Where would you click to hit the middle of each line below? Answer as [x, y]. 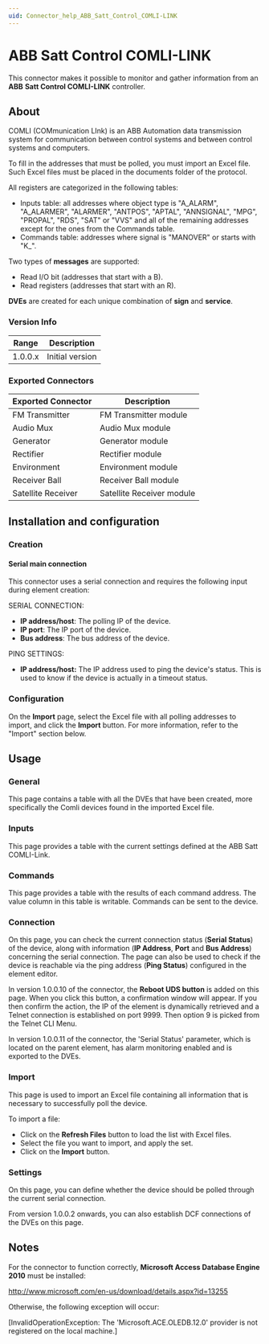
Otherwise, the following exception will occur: [84, 1306]
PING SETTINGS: [36, 654]
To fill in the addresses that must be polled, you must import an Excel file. [130, 164]
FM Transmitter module [143, 415]
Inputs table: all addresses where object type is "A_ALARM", [119, 203]
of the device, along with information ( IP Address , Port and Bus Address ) [130, 949]
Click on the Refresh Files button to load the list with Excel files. [126, 1134]
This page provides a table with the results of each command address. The [132, 893]
